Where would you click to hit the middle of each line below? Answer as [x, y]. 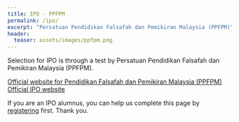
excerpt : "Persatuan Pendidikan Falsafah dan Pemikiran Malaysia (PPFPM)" [121, 27]
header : [19, 34]
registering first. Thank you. [48, 111]
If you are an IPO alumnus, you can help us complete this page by [103, 103]
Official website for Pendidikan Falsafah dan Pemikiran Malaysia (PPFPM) [115, 82]
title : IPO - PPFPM [36, 14]
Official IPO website [36, 89]
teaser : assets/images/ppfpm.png [63, 40]
